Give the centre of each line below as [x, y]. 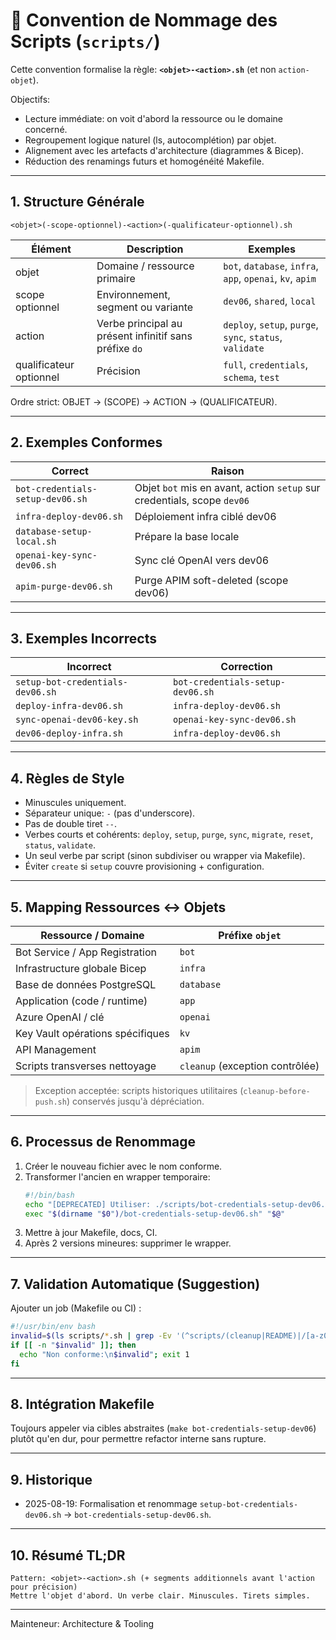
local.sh [36, 541]
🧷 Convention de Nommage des [144, 20]
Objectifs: [30, 99]
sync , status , [253, 337]
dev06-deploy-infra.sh [69, 733]
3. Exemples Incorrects [83, 638]
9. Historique [51, 1479]
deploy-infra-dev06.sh [69, 706]
